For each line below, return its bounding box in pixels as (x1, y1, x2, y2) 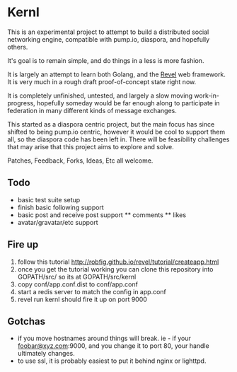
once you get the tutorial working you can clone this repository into (17, 265, 214, 273)
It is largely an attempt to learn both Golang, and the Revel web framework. (7, 70, 226, 79)
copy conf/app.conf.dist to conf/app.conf (17, 280, 138, 289)
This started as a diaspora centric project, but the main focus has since (7, 120, 215, 128)
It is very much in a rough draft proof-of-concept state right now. (7, 77, 197, 86)
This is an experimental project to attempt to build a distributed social (7, 28, 209, 36)
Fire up (7, 238, 39, 251)
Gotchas (7, 315, 46, 327)
